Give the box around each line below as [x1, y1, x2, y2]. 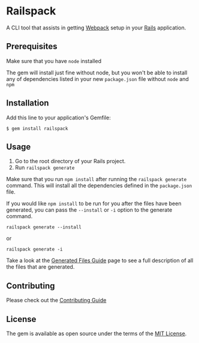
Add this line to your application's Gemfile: [6, 114, 111, 121]
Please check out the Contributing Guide [6, 297, 107, 304]
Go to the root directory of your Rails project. [14, 158, 126, 165]
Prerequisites [6, 41, 58, 52]
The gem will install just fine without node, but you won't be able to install [6, 69, 188, 76]
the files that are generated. [6, 263, 75, 270]
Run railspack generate [14, 164, 75, 171]
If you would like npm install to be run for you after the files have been [6, 200, 182, 207]
